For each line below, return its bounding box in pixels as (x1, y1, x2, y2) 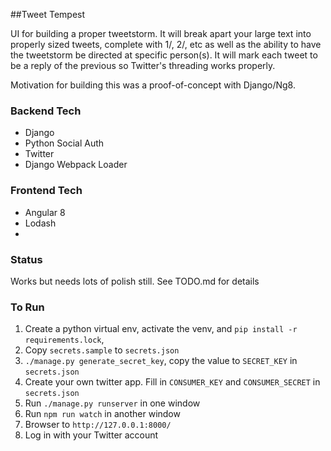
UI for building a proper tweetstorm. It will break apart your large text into (10, 28, 312, 39)
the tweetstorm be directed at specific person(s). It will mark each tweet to (10, 49, 318, 61)
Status (10, 252, 43, 266)
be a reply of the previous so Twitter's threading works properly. (10, 60, 276, 71)
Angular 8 (24, 206, 66, 218)
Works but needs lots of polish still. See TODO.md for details (10, 275, 260, 287)
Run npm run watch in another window (24, 408, 181, 420)
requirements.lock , (24, 334, 105, 346)
